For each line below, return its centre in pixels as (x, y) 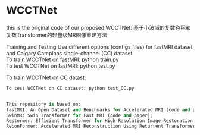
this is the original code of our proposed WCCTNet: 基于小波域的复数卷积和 (99, 27)
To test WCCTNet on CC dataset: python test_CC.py (70, 88)
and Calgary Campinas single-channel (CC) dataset (69, 53)
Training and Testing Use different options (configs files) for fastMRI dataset (99, 47)
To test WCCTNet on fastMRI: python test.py (61, 65)
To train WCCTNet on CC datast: (46, 77)
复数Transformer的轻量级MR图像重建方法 (57, 35)
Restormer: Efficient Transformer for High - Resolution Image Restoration (100, 121)
